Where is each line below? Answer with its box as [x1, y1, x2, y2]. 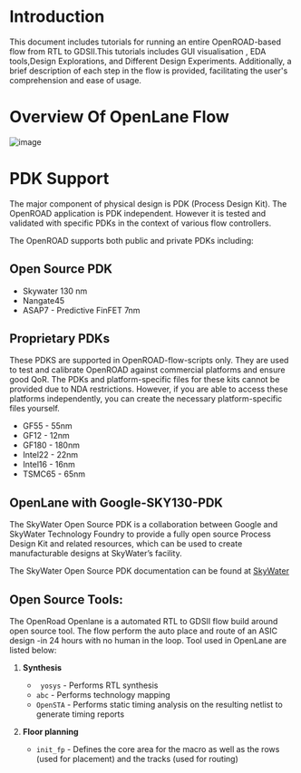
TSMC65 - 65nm [22, 469, 86, 479]
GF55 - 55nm [22, 420, 73, 431]
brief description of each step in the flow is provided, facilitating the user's [9, 65, 288, 76]
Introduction [9, 6, 105, 27]
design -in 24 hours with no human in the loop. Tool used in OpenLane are [9, 635, 287, 646]
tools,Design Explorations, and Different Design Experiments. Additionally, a [9, 55, 292, 66]
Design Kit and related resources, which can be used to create [9, 538, 243, 549]
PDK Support [9, 169, 110, 189]
